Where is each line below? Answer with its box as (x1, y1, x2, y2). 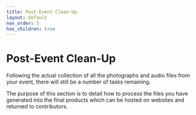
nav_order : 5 (6, 20, 39, 26)
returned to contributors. (6, 103, 68, 110)
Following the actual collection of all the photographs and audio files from (6, 72, 190, 79)
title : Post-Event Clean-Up (6, 8, 78, 15)
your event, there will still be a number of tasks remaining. (6, 78, 151, 85)
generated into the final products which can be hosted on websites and (6, 96, 184, 103)
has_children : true (6, 25, 56, 32)
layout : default (6, 15, 47, 21)
